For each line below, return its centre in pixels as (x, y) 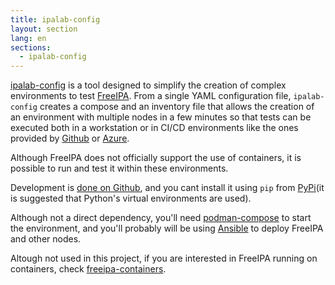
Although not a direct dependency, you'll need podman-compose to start (161, 218)
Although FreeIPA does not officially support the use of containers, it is (156, 158)
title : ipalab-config (55, 19)
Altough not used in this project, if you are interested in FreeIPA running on (164, 258)
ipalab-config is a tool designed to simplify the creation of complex (148, 85)
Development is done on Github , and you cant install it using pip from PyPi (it (167, 188)
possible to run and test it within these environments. (119, 168)
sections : (31, 47)
